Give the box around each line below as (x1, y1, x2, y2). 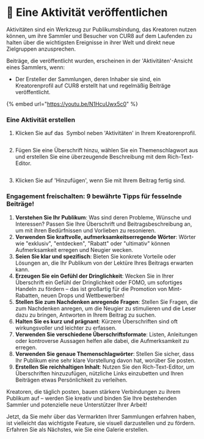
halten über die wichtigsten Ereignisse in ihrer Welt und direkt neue (6, 39, 175, 46)
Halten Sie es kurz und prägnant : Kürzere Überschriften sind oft (15, 317, 178, 325)
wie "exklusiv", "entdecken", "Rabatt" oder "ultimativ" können (15, 240, 170, 247)
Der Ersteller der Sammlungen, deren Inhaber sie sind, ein (15, 75, 161, 83)
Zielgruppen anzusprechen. (6, 45, 76, 53)
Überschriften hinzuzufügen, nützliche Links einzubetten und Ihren (15, 369, 184, 377)
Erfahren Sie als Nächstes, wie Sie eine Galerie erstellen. (6, 426, 149, 433)
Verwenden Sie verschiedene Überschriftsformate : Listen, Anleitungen (15, 330, 198, 338)
